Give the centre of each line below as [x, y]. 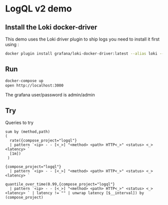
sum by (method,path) [28, 132]
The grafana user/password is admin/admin [50, 95]
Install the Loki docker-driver [51, 27]
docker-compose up [24, 80]
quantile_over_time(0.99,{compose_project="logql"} [60, 184]
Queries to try [19, 122]
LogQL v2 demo [39, 9]
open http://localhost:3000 [34, 85]
